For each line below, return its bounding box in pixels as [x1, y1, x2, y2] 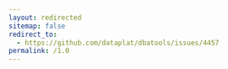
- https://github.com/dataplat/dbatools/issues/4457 [16, 38, 220, 47]
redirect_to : [8, 30, 58, 39]
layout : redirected [8, 13, 82, 22]
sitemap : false [8, 22, 66, 30]
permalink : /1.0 [8, 47, 70, 56]
